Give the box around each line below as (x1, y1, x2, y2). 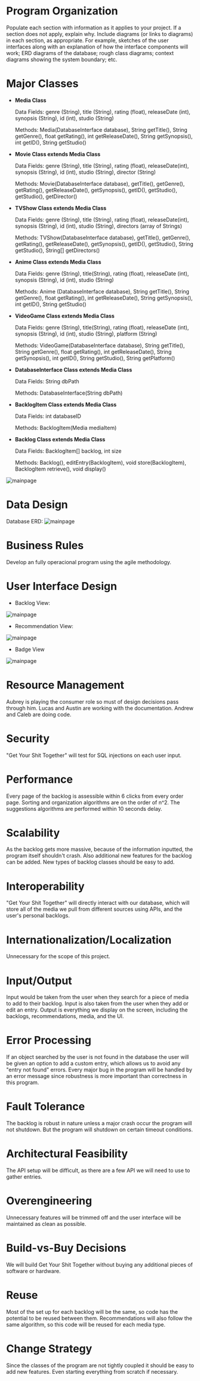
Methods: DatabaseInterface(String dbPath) (14, 389, 123, 396)
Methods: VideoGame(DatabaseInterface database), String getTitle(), (14, 341, 185, 349)
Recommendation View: (14, 622, 73, 629)
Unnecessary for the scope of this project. (6, 953, 110, 960)
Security (6, 732, 50, 745)
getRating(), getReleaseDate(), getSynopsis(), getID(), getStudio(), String (14, 240, 194, 247)
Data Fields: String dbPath (14, 377, 79, 384)
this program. (6, 1079, 39, 1086)
